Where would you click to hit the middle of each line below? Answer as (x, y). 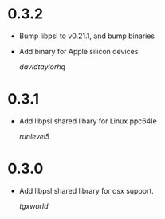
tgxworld (33, 206)
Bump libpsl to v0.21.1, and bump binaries (87, 36)
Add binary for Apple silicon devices (79, 51)
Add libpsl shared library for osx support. (86, 190)
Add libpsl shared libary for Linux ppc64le (88, 121)
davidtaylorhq (42, 66)
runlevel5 (34, 136)
